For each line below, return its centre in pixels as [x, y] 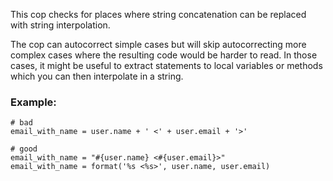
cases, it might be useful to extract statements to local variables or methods [166, 65]
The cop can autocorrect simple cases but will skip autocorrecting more [158, 44]
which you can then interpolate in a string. [97, 76]
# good [24, 149]
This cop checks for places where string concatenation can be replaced [158, 14]
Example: [33, 102]
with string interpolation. [60, 25]
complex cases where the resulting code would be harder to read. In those [164, 55]
